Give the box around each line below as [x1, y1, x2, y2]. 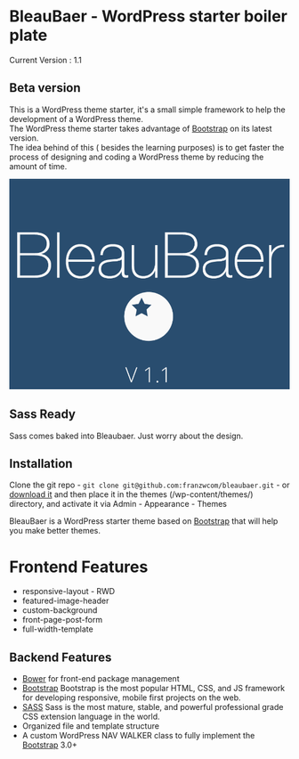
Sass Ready [9, 407, 76, 422]
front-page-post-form [21, 615, 103, 625]
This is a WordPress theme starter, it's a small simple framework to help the [9, 104, 287, 115]
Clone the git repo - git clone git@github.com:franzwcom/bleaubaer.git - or [9, 479, 290, 491]
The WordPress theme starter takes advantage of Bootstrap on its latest [9, 123, 273, 134]
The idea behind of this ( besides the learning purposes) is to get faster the [9, 142, 285, 152]
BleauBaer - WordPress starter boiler [9, 6, 287, 27]
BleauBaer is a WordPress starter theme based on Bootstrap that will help [9, 516, 279, 526]
